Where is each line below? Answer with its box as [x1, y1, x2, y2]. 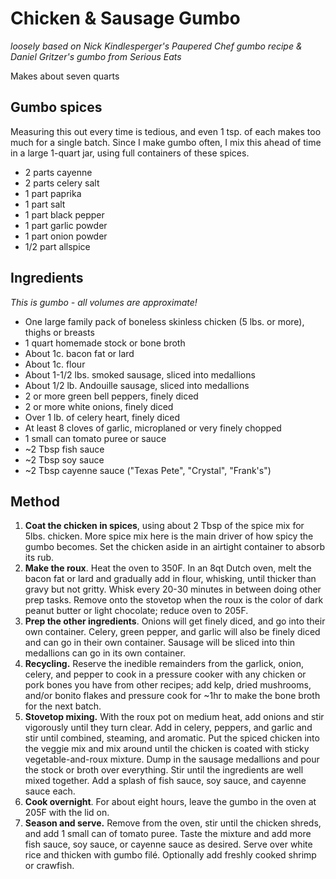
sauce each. [24, 785, 76, 797]
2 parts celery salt [24, 177, 100, 189]
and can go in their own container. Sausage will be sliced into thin [24, 637, 296, 649]
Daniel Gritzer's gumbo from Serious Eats [10, 50, 182, 62]
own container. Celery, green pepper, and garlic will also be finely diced [24, 626, 321, 638]
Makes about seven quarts [10, 70, 120, 82]
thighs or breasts [24, 326, 95, 338]
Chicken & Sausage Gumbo [10, 7, 241, 30]
